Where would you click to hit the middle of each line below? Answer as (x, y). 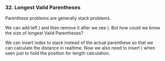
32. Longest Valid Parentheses (43, 7)
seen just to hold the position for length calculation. (58, 53)
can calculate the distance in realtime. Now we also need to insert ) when (80, 48)
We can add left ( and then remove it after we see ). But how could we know (83, 28)
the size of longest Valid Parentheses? (44, 33)
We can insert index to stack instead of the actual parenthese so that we (79, 43)
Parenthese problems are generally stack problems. (58, 18)
